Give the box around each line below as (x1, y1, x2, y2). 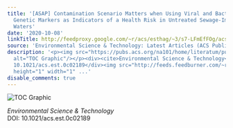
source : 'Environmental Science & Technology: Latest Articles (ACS (7, 42, 209, 49)
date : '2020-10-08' (7, 29, 64, 37)
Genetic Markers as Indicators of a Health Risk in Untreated (13, 17, 197, 24)
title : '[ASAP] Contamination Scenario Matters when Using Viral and (7, 10, 213, 17)
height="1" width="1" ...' (13, 68, 92, 75)
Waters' (13, 23, 36, 30)
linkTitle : (7, 36, 39, 43)
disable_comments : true (7, 74, 76, 82)
